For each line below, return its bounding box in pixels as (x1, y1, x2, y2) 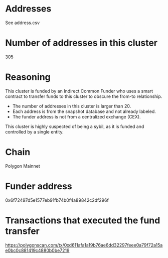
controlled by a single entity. (5, 128, 64, 135)
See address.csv (5, 20, 40, 26)
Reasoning (5, 71, 51, 83)
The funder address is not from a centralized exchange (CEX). (12, 113, 141, 119)
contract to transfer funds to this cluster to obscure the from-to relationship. (5, 93, 162, 99)
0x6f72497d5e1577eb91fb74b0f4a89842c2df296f (5, 197, 109, 203)
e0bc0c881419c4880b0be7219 (5, 247, 70, 253)
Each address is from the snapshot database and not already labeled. (12, 108, 156, 114)
